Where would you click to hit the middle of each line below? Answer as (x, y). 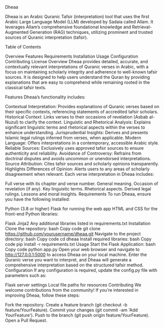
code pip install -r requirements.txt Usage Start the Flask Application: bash (80, 244)
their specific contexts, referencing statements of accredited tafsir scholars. (82, 112)
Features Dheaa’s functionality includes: (45, 97)
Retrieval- (142, 27)
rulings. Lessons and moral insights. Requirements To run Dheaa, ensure (78, 194)
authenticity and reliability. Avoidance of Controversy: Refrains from (73, 153)
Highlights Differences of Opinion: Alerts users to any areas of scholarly (78, 169)
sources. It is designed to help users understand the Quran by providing (78, 77)
